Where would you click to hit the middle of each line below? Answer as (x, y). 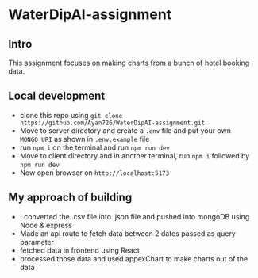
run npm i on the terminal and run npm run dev (95, 147)
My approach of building (70, 198)
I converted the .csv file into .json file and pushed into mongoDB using (135, 216)
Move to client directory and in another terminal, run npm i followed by (135, 155)
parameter (37, 242)
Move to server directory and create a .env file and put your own (125, 130)
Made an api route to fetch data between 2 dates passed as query (127, 233)
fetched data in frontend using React (80, 250)
